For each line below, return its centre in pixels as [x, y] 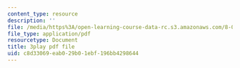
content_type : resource [43, 14]
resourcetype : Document [43, 40]
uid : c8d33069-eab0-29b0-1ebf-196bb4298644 [73, 54]
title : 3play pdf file [41, 47]
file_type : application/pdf [49, 34]
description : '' [31, 21]
